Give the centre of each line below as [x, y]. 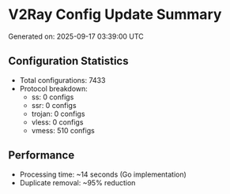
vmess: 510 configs [63, 130]
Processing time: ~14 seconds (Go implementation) [103, 174]
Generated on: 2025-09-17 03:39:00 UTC [76, 36]
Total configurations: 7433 [62, 80]
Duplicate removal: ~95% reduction [77, 182]
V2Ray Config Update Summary [115, 15]
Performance [41, 155]
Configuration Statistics [68, 61]
